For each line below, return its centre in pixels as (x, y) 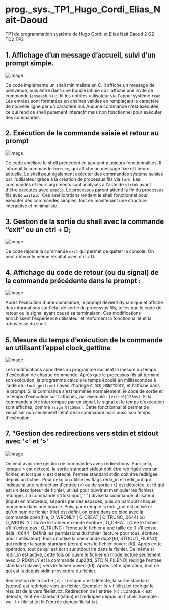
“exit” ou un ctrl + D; (38, 229)
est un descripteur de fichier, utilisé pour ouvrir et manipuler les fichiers (80, 490)
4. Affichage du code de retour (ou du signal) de (82, 273)
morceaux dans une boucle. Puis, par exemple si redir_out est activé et (79, 506)
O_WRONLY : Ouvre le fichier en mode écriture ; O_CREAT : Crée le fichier (82, 522)
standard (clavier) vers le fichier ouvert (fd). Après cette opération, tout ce (82, 565)
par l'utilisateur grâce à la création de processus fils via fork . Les (73, 179)
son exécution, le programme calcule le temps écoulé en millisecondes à (81, 380)
